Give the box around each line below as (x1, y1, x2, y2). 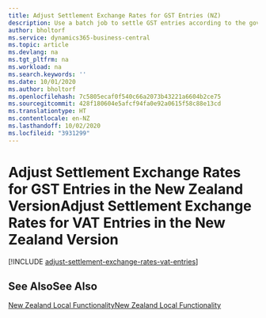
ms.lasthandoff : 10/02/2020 (8, 122, 101, 130)
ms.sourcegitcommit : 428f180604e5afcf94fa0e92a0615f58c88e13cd (8, 100, 222, 108)
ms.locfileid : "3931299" (8, 129, 90, 137)
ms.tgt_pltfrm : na (8, 56, 69, 64)
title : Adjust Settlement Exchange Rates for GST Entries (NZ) (8, 11, 222, 20)
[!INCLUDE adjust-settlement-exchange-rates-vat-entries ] (8, 256, 199, 266)
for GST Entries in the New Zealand (8, 180, 244, 198)
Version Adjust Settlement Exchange (8, 197, 252, 214)
